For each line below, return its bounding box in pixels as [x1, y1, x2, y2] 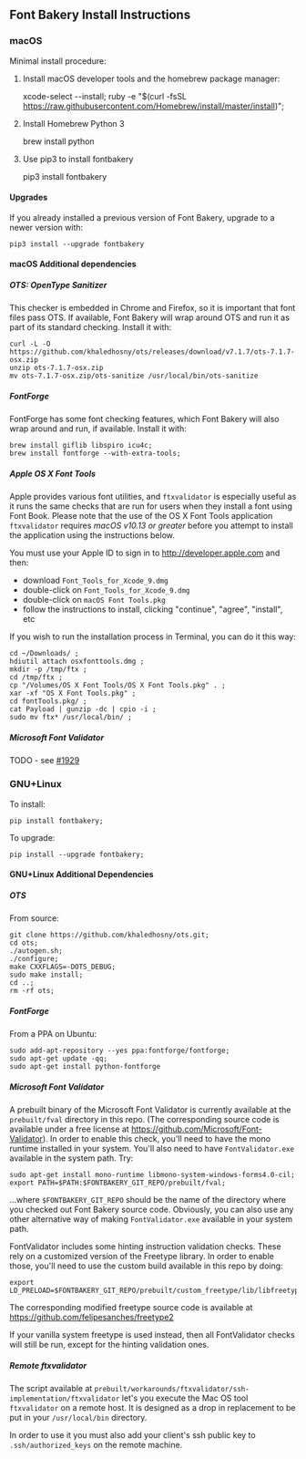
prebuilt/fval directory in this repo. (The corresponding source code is [9, 1114, 280, 1125]
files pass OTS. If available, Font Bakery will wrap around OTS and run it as [9, 312, 290, 323]
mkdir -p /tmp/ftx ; [9, 665, 88, 674]
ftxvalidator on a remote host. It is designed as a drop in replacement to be [9, 1402, 296, 1413]
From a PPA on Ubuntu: [9, 1029, 97, 1040]
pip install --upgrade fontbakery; [9, 850, 145, 859]
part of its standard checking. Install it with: [9, 322, 172, 333]
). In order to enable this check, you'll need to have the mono [42, 1133, 271, 1144]
